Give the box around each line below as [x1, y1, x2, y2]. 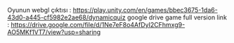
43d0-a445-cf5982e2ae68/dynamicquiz [7, 13, 126, 21]
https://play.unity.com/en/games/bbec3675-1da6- [72, 6, 218, 14]
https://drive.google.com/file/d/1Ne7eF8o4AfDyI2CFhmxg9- [10, 21, 186, 28]
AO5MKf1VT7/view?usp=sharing [7, 28, 101, 36]
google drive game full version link [126, 13, 227, 21]
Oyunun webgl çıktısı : [7, 6, 72, 14]
